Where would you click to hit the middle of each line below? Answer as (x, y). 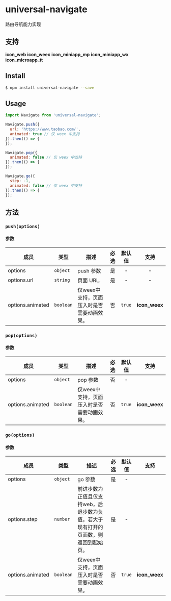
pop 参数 (88, 380)
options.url (21, 280)
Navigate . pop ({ (21, 153)
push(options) (23, 226)
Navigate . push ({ (22, 124)
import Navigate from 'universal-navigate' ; (53, 115)
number (62, 519)
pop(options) (21, 335)
